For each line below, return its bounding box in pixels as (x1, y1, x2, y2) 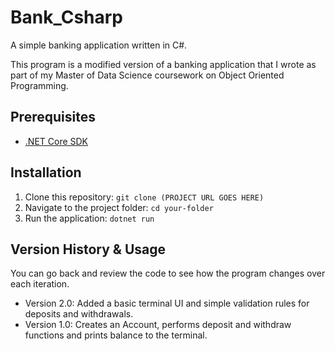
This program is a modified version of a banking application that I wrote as (10, 58, 317, 70)
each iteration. (10, 278, 70, 290)
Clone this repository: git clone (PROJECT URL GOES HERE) (24, 191, 265, 203)
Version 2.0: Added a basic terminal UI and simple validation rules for (24, 297, 310, 310)
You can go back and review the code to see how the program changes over (10, 267, 326, 280)
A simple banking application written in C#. (10, 39, 188, 51)
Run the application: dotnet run (24, 212, 155, 224)
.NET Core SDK (24, 135, 89, 147)
